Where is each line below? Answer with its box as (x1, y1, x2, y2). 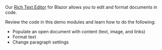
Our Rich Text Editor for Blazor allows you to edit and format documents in (5, 4, 158, 10)
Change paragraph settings (12, 39, 69, 45)
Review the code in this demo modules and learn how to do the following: (5, 19, 156, 25)
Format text (12, 34, 36, 40)
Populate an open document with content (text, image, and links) (12, 29, 146, 34)
